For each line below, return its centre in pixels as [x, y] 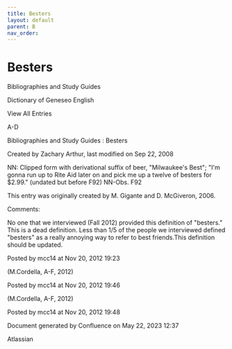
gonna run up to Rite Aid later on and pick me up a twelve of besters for [109, 175]
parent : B [22, 26]
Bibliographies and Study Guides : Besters [67, 140]
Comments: [24, 209]
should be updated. [35, 245]
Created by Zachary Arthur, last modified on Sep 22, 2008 [90, 154]
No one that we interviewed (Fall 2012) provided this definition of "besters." [115, 222]
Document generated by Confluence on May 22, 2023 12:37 [93, 326]
